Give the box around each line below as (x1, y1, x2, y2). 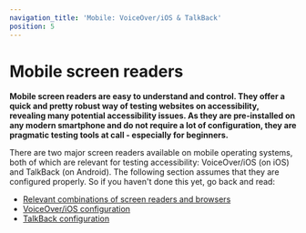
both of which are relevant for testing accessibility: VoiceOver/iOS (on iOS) (9, 157, 290, 168)
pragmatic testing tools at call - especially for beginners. (9, 129, 229, 141)
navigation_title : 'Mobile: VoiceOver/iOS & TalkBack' (9, 13, 222, 23)
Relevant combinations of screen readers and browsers (22, 194, 231, 205)
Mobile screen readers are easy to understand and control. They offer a (9, 91, 285, 102)
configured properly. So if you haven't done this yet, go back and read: (9, 177, 276, 187)
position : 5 (9, 22, 55, 31)
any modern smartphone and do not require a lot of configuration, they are (9, 120, 297, 131)
